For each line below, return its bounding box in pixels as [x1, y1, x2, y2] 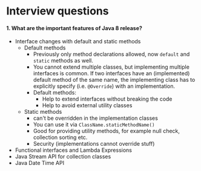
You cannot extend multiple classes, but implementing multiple [33, 63, 189, 70]
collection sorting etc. [33, 134, 88, 141]
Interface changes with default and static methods [15, 38, 141, 45]
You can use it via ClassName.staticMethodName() [33, 121, 155, 128]
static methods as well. [33, 57, 94, 64]
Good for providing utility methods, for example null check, [33, 128, 180, 135]
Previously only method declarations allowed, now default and [33, 51, 190, 58]
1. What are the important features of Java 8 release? [6, 24, 142, 31]
